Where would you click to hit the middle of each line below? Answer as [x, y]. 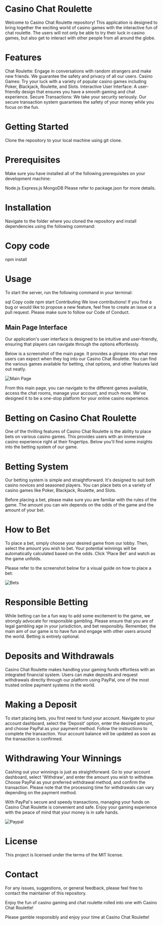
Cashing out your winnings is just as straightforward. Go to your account [78, 772]
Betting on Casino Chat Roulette [71, 418]
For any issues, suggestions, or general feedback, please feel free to [74, 888]
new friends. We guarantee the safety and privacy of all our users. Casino [79, 76]
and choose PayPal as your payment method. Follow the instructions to [76, 728]
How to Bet [27, 530]
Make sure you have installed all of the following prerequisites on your [75, 173]
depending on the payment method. [41, 792]
